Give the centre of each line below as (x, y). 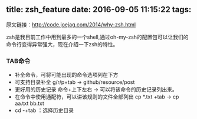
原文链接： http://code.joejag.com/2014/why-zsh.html (71, 24)
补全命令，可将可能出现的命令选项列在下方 (66, 75)
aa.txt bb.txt (29, 103)
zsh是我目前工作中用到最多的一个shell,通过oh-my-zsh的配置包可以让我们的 (97, 37)
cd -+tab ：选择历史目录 (44, 110)
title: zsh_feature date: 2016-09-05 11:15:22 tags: (99, 10)
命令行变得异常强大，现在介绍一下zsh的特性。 (62, 44)
